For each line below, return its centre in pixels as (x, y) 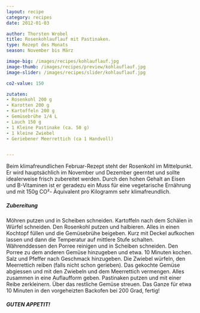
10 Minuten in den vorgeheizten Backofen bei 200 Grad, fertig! (83, 291)
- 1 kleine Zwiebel (31, 133)
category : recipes (29, 17)
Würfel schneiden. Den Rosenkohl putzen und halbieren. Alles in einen (93, 227)
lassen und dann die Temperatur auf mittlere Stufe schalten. (80, 240)
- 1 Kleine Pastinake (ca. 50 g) (48, 127)
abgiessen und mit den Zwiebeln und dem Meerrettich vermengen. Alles (95, 272)
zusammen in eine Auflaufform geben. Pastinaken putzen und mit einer (94, 278)
